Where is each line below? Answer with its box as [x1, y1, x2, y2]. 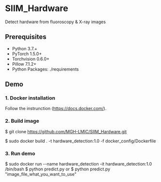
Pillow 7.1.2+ [12, 61, 36, 67]
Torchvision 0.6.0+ [12, 56, 50, 62]
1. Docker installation [5, 95, 56, 101]
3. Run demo [5, 150, 35, 157]
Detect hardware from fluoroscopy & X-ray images [5, 19, 106, 25]
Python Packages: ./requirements [12, 66, 79, 72]
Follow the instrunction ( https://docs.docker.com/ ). [5, 106, 107, 112]
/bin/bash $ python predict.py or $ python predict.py [5, 166, 111, 172]
